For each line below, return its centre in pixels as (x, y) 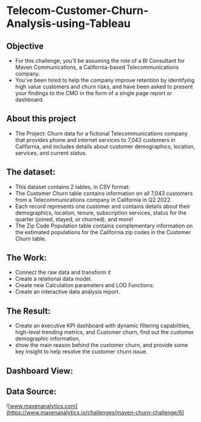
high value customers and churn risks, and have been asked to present (104, 87)
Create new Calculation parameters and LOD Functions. (85, 285)
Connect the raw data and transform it (63, 273)
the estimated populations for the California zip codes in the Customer (103, 232)
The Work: (27, 258)
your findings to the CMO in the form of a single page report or (94, 93)
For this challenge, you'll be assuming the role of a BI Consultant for (100, 61)
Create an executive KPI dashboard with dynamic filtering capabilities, (103, 326)
